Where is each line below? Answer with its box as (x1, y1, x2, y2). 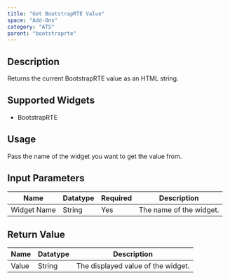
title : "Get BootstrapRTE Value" (7, 10, 105, 17)
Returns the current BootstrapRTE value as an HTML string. (7, 74, 179, 83)
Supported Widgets (7, 94, 95, 106)
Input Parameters (7, 172, 85, 184)
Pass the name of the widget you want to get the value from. (7, 152, 182, 160)
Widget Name (11, 204, 56, 214)
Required (101, 193, 132, 203)
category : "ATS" (7, 23, 55, 30)
